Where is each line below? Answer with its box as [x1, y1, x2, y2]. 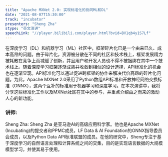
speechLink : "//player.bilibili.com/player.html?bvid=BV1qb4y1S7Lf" [5, 31, 151, 36]
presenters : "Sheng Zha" [5, 21, 57, 27]
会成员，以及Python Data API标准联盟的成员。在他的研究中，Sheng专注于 [5, 134, 157, 140]
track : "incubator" [5, 17, 46, 22]
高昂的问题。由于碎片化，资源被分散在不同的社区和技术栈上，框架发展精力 [9, 51, 163, 57]
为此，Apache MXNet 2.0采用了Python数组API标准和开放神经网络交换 [13, 76, 158, 82]
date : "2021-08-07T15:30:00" [5, 12, 66, 17]
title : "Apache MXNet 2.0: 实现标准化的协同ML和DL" [5, 7, 108, 13]
